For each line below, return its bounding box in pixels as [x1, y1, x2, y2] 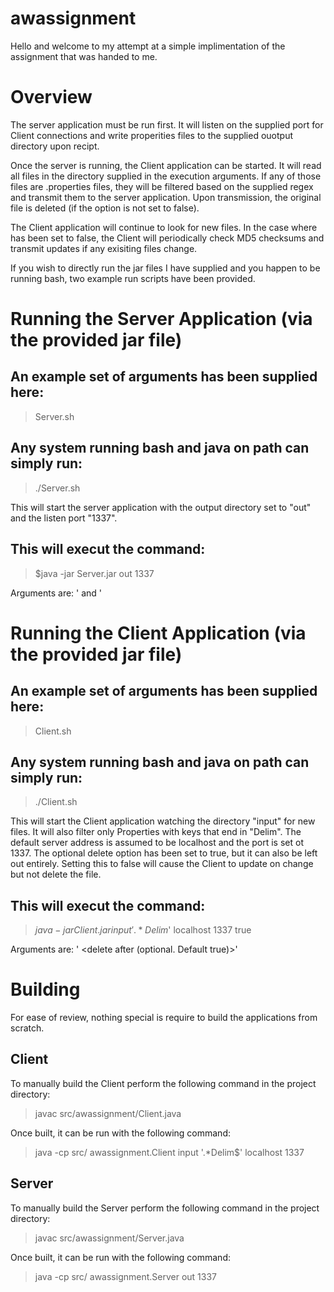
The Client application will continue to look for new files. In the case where [10, 221, 318, 233]
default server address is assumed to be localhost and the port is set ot [10, 837, 304, 849]
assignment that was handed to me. [10, 50, 158, 62]
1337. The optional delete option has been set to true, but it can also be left [10, 847, 318, 859]
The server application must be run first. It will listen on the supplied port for [10, 118, 324, 131]
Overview [10, 86, 93, 109]
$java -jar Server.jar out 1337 [34, 567, 155, 579]
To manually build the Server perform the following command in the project [10, 1202, 320, 1214]
